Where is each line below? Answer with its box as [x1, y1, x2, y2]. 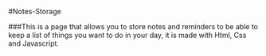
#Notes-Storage [8, 7, 61, 16]
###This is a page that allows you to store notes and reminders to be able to [8, 22, 259, 31]
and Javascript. [8, 39, 60, 48]
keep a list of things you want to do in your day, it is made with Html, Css [8, 31, 247, 39]
